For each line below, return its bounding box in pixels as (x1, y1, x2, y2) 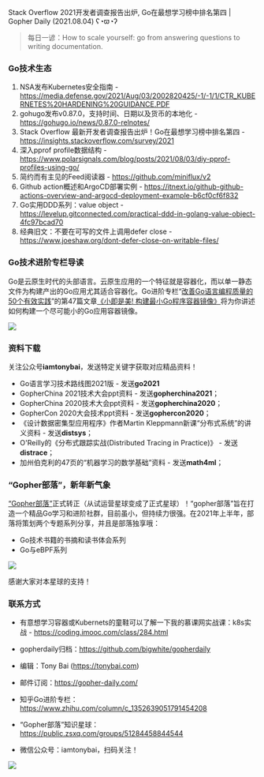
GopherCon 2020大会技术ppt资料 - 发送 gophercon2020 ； (19, 408, 211, 418)
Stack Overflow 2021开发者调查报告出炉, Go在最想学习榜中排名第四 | (8, 8, 232, 17)
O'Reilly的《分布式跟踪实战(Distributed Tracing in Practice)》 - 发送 (19, 437, 238, 447)
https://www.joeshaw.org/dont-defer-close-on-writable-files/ (19, 236, 219, 246)
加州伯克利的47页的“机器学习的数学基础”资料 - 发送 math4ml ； (19, 457, 224, 467)
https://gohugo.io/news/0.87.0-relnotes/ (19, 118, 151, 127)
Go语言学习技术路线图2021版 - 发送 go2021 (19, 378, 160, 388)
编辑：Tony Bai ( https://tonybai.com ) (19, 661, 139, 670)
